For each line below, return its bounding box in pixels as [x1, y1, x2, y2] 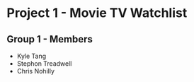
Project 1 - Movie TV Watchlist [6, 5, 188, 21]
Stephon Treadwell [16, 59, 72, 68]
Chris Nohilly [16, 67, 55, 75]
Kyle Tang [16, 52, 47, 60]
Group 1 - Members [6, 33, 93, 45]
